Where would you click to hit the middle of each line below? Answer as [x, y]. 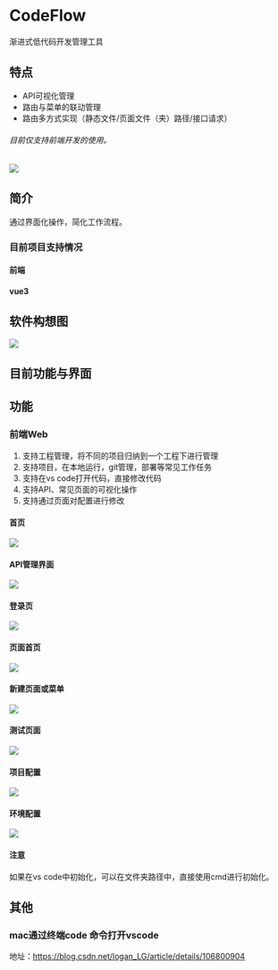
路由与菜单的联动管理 [61, 107]
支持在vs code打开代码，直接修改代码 [92, 478]
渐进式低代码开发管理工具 [56, 41]
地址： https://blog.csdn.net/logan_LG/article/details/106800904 [127, 957]
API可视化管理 [48, 96]
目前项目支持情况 [46, 247]
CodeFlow [48, 16]
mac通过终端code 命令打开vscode [84, 935]
